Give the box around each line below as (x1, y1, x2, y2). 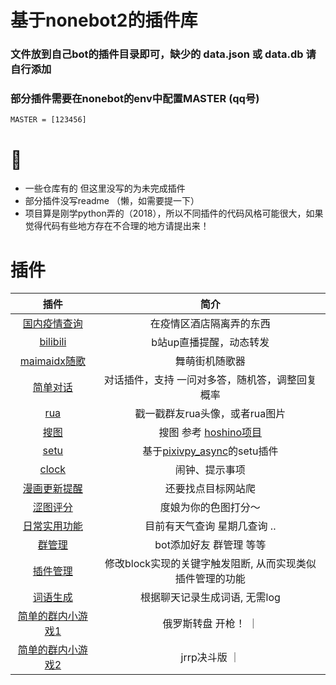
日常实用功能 (22, 519, 83, 533)
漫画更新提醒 (22, 482, 83, 496)
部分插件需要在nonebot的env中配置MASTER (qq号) (10, 92, 260, 106)
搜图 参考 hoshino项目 (158, 426, 263, 440)
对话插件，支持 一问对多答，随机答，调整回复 (103, 373, 317, 387)
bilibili (39, 335, 67, 349)
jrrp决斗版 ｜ (180, 651, 241, 665)
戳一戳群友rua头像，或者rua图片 (134, 407, 287, 421)
